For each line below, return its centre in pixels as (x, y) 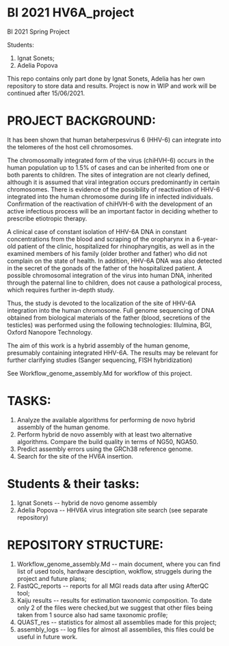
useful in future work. (47, 636)
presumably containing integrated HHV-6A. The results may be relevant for (113, 352)
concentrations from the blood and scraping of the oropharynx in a (101, 239)
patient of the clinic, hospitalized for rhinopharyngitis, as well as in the (116, 246)
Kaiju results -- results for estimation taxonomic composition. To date (114, 600)
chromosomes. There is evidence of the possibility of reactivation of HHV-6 (113, 189)
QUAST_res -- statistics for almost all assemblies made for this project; (117, 622)
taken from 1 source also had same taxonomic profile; (92, 615)
